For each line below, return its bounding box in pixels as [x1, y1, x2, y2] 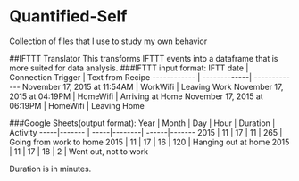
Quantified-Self [9, 6, 128, 27]
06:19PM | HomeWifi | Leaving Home [9, 100, 145, 111]
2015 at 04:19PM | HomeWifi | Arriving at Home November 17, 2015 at [9, 91, 263, 102]
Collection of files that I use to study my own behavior [9, 36, 208, 46]
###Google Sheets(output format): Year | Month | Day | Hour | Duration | [9, 118, 276, 128]
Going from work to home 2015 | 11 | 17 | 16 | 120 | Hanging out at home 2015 [9, 136, 290, 147]
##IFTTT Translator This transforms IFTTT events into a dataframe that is [9, 53, 278, 63]
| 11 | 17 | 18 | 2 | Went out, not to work [9, 145, 149, 157]
